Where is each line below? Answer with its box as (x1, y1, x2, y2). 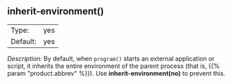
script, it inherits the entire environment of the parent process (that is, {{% (7, 62, 220, 70)
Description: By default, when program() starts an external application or (7, 54, 215, 62)
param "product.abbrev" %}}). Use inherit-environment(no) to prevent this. (7, 69, 226, 77)
